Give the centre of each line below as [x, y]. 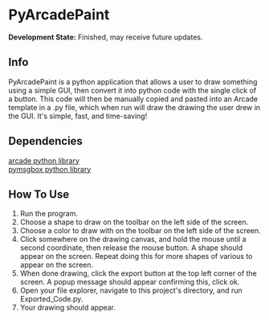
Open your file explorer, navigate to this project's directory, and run [131, 290]
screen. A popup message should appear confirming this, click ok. [130, 282]
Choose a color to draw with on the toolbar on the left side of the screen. [140, 231]
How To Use [39, 194]
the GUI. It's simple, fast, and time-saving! [78, 116]
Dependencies [45, 141]
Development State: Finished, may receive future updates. [106, 37]
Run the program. [49, 214]
